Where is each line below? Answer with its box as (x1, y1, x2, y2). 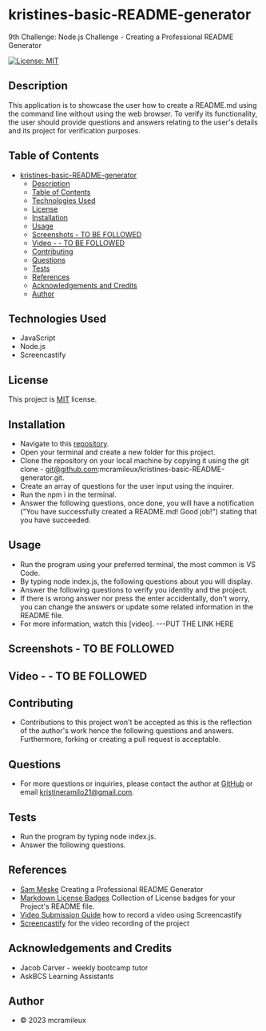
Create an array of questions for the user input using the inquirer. (19, 482, 234, 490)
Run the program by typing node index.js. (19, 832, 157, 842)
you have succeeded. (19, 515, 91, 525)
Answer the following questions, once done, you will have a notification (19, 498, 254, 508)
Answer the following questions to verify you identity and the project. (19, 585, 248, 594)
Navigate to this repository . (19, 439, 109, 448)
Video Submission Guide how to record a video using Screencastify (19, 910, 242, 919)
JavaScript (19, 333, 56, 343)
